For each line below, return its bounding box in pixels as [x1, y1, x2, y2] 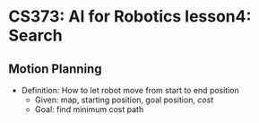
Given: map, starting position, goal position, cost [34, 94, 214, 105]
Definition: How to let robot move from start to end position [21, 85, 239, 95]
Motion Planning [8, 61, 102, 76]
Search [8, 25, 64, 46]
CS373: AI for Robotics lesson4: [8, 6, 252, 27]
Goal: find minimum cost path [34, 104, 144, 114]
